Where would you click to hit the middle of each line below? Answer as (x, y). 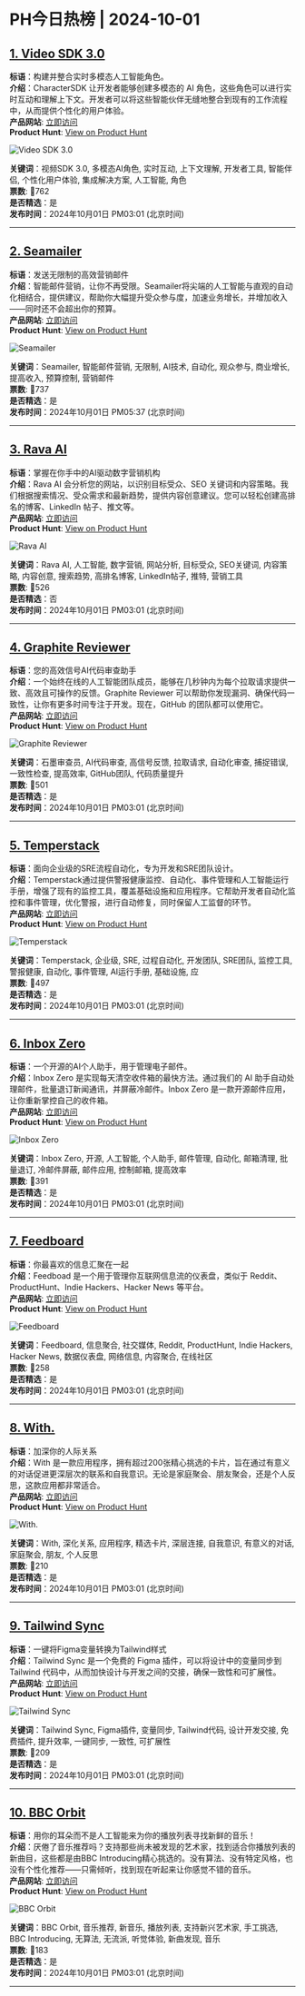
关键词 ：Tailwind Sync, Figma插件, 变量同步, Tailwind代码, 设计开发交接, (144, 1729)
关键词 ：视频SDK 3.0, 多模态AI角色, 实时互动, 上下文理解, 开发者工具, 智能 (147, 168)
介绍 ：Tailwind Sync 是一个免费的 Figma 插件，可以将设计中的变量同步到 (146, 1660)
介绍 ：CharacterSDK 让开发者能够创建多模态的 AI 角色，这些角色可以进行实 (151, 88)
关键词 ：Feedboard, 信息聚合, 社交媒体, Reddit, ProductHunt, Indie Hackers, (151, 1345)
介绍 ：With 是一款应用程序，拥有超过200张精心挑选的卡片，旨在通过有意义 (150, 1462)
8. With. (32, 1428)
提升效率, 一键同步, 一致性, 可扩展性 (104, 1741)
